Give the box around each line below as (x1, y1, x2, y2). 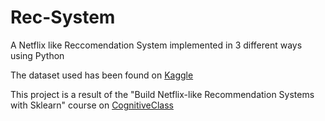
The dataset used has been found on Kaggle (10, 69, 194, 81)
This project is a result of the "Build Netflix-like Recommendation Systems (10, 88, 315, 100)
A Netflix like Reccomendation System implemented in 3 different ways (10, 39, 303, 51)
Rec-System (10, 6, 116, 29)
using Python (10, 49, 65, 61)
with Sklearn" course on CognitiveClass (10, 99, 174, 111)
